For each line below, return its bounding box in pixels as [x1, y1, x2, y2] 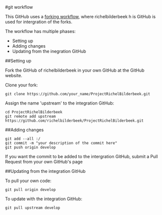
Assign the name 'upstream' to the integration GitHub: [5, 100, 114, 106]
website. [5, 73, 23, 78]
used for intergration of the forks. [5, 19, 73, 25]
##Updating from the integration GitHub [5, 168, 86, 174]
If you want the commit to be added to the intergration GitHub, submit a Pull [5, 154, 158, 159]
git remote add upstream [5, 114, 56, 119]
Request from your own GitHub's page [5, 159, 83, 164]
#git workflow [5, 4, 33, 10]
